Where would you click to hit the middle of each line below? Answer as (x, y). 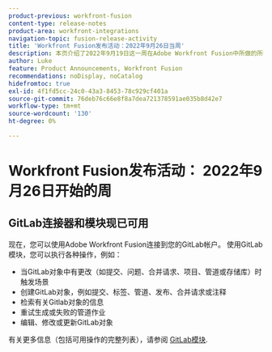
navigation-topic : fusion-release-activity (83, 38)
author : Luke (30, 61)
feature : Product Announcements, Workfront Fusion (96, 69)
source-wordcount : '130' (50, 114)
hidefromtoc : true (39, 83)
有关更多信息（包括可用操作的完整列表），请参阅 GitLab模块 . (108, 339)
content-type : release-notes (57, 23)
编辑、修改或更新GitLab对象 (66, 322)
